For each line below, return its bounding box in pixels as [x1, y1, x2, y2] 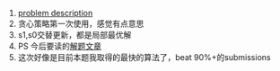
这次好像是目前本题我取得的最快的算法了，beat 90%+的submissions [17, 52, 271, 62]
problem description [17, 8, 93, 18]
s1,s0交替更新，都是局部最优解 [17, 30, 132, 40]
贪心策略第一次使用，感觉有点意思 [17, 18, 144, 29]
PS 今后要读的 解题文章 [17, 40, 101, 51]
